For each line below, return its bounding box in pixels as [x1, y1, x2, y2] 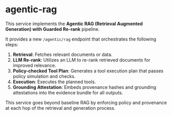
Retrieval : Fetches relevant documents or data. [12, 51, 113, 57]
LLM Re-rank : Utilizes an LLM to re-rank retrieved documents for [12, 56, 150, 63]
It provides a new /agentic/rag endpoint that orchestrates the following [5, 36, 157, 42]
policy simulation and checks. [12, 73, 76, 79]
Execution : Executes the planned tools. [12, 79, 96, 85]
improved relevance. [12, 62, 56, 68]
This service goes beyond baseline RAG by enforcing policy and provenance [5, 99, 167, 106]
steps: [5, 41, 18, 47]
